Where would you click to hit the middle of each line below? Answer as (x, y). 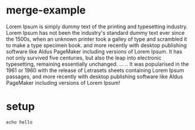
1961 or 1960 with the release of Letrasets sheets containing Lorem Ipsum (95, 70)
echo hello (19, 122)
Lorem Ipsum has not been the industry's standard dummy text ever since (95, 32)
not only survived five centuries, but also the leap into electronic (84, 58)
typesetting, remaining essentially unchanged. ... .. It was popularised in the (97, 64)
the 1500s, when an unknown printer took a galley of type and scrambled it (97, 39)
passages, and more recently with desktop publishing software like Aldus (95, 76)
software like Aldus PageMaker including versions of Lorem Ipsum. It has (94, 51)
